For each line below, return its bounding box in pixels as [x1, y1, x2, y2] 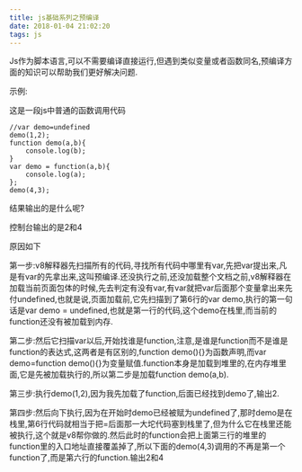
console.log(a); [25, 170, 87, 180]
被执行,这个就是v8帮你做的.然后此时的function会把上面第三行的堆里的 [9, 430, 267, 441]
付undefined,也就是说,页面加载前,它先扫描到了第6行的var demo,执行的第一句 [9, 294, 293, 305]
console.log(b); [25, 147, 87, 156]
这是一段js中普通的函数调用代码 [9, 105, 126, 116]
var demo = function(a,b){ [9, 163, 111, 172]
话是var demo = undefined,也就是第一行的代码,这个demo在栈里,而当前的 [9, 305, 277, 316]
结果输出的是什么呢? [9, 203, 85, 214]
